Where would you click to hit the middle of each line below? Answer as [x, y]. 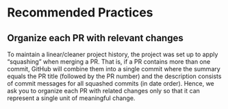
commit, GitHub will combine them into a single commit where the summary [114, 69]
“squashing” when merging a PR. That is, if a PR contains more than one [109, 62]
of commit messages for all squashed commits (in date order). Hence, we [111, 83]
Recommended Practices [80, 13]
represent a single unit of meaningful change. [71, 98]
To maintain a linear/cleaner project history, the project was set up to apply [113, 54]
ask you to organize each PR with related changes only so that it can [104, 91]
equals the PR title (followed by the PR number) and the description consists [114, 76]
